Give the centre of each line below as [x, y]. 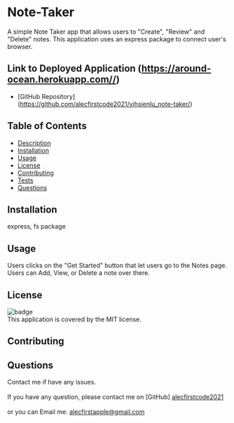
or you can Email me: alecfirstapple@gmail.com [76, 412]
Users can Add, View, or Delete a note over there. [79, 273]
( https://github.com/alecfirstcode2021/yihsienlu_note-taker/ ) [105, 104]
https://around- [176, 68]
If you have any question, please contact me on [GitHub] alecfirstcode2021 [116, 397]
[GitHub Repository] [46, 96]
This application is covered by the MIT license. [74, 319]
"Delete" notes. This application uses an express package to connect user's [117, 39]
